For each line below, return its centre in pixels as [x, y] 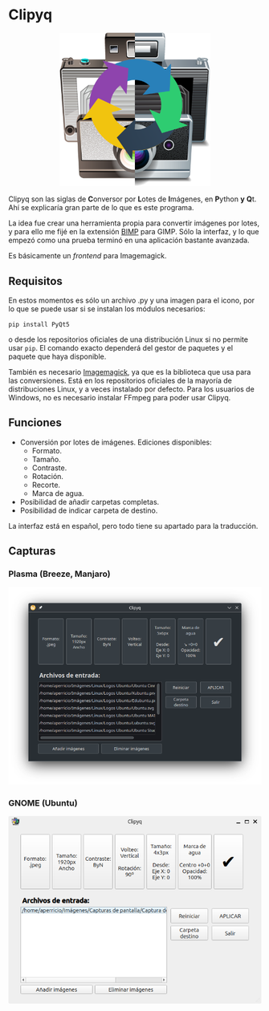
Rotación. [48, 476]
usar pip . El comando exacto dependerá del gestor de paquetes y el [121, 347]
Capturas [32, 551]
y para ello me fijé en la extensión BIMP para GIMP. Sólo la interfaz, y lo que [134, 232]
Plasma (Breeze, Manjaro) [59, 574]
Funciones [35, 423]
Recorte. [46, 485]
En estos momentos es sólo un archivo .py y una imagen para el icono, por [132, 300]
